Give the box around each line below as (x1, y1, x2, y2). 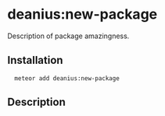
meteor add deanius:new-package (14, 74, 120, 83)
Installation (7, 54, 63, 67)
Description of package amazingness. (7, 31, 130, 40)
